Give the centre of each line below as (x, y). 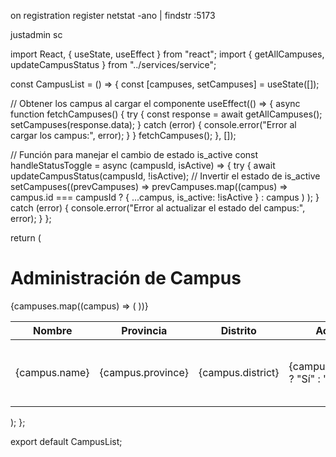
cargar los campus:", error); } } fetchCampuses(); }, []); (123, 135)
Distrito (238, 330)
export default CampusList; (66, 441)
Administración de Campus (126, 278)
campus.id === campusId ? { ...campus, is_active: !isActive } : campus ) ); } (165, 197)
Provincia (144, 330)
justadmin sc (36, 34)
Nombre (53, 330)
